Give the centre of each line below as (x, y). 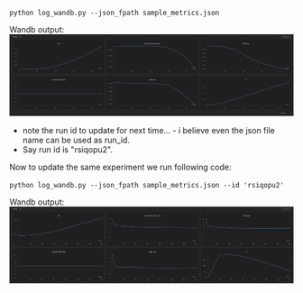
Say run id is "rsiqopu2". (67, 149)
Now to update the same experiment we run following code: (120, 167)
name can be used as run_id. (76, 140)
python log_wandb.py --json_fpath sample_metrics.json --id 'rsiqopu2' (147, 185)
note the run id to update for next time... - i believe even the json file (148, 130)
